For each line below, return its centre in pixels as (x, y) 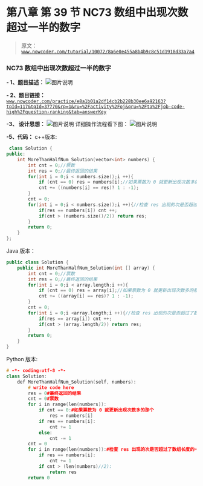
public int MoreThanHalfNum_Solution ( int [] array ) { (86, 268)
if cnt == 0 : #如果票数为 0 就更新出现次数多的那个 (96, 410)
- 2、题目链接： (26, 95)
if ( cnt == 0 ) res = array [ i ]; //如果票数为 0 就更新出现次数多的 (116, 291)
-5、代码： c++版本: (32, 137)
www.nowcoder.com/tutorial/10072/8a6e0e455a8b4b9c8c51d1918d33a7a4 (108, 52)
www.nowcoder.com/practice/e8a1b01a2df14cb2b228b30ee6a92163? (86, 102)
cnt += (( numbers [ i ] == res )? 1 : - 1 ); (89, 188)
